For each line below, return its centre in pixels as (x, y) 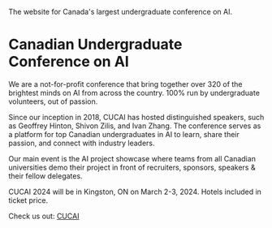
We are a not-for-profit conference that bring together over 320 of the (125, 84)
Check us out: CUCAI (44, 216)
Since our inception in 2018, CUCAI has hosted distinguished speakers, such (136, 117)
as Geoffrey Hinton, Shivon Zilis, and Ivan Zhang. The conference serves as (135, 126)
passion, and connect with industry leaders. (82, 143)
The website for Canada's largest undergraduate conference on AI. (121, 12)
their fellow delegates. (45, 176)
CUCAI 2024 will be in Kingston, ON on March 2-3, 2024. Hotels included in (135, 191)
